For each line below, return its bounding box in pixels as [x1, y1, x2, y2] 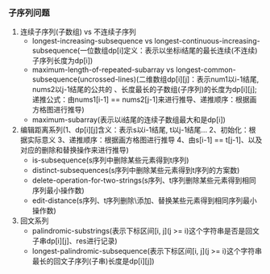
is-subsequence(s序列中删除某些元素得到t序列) [31, 155, 189, 165]
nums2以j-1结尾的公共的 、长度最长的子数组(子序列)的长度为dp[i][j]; [31, 85, 257, 95]
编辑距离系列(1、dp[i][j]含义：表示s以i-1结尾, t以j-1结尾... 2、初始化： [19, 125, 249, 135]
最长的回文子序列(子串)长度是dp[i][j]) [31, 256, 155, 266]
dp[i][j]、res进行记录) [46, 236, 118, 246]
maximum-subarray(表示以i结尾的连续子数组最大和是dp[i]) [31, 115, 226, 124]
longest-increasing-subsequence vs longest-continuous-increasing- [31, 36, 260, 46]
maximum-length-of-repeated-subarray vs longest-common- [31, 65, 236, 74]
